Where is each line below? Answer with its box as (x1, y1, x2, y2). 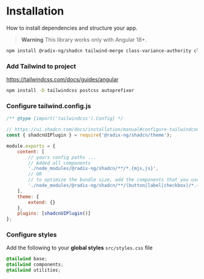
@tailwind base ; (6, 256, 47, 262)
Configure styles (6, 231, 57, 239)
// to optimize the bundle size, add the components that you (28, 177, 189, 183)
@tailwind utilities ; (6, 268, 61, 274)
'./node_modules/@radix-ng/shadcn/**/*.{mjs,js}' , (28, 165, 159, 172)
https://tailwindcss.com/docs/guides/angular (6, 76, 119, 83)
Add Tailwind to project (6, 62, 76, 70)
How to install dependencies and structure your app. (6, 24, 138, 31)
